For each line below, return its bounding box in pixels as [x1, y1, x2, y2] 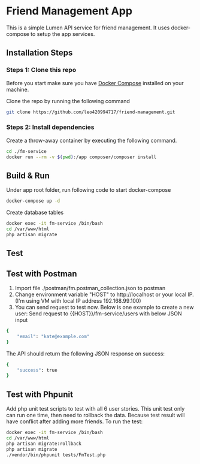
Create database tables [6, 209, 64, 216]
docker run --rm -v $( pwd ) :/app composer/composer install [6, 154, 157, 160]
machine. [6, 86, 29, 93]
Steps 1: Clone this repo [6, 66, 77, 74]
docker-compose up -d [6, 198, 60, 204]
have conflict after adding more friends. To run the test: [6, 418, 143, 425]
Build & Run [6, 170, 50, 180]
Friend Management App [6, 4, 133, 18]
